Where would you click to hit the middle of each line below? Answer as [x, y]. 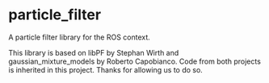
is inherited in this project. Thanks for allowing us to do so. [106, 69]
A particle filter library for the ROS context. [80, 37]
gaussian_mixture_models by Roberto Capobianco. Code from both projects [134, 61]
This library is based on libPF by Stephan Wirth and [94, 52]
